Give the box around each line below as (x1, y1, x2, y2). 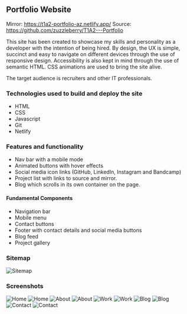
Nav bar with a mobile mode (14, 156, 84, 163)
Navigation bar (14, 208, 51, 215)
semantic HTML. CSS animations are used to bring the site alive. (6, 63, 162, 70)
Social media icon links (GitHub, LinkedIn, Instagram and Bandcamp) (14, 168, 182, 176)
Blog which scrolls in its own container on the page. (14, 181, 140, 188)
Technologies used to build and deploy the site (6, 89, 143, 97)
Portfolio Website (6, 5, 72, 15)
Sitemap (6, 254, 31, 262)
